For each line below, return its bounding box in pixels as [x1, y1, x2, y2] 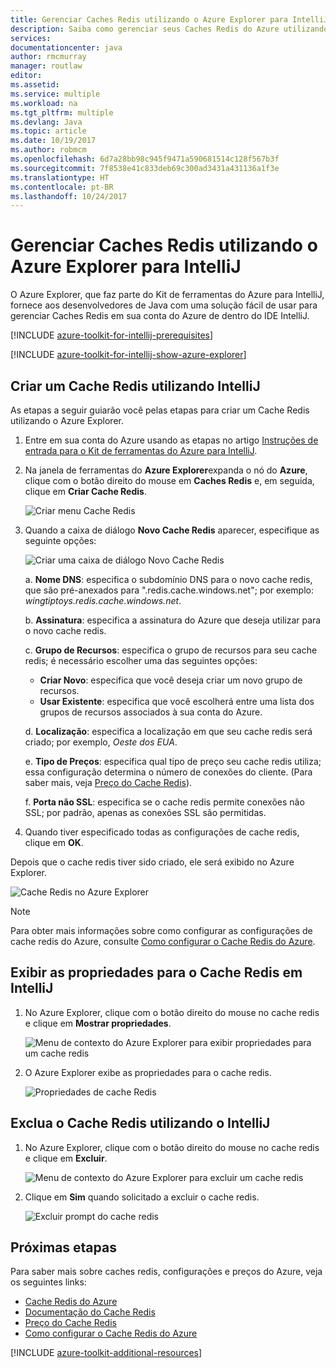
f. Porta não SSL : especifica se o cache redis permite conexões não [24, 796, 305, 808]
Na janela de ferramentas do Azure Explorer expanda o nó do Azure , [24, 464, 308, 476]
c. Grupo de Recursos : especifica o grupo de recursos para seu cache [24, 644, 318, 656]
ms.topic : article [10, 126, 87, 136]
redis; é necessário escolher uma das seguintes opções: [24, 655, 258, 666]
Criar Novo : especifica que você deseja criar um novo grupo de [39, 674, 303, 686]
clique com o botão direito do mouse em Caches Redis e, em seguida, [24, 475, 315, 486]
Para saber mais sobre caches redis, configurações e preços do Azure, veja [10, 1266, 323, 1278]
